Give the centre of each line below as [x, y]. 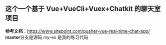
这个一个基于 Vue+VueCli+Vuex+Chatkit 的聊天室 [83, 9]
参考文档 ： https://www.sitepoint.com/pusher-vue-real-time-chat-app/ [77, 31]
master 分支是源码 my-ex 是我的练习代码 [47, 37]
